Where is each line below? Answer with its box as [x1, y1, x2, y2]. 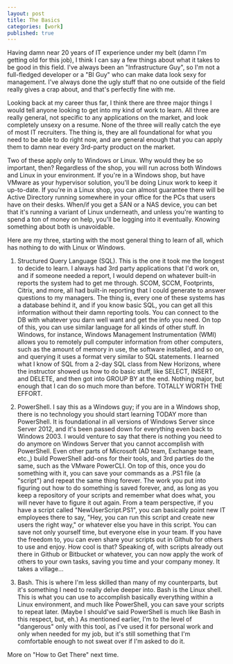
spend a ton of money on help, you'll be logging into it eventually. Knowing [7, 216, 221, 224]
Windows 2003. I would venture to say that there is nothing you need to [17, 433, 222, 441]
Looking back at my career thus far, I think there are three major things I [7, 98, 212, 107]
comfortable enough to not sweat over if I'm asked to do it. [17, 637, 185, 645]
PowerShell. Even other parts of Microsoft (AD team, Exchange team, [17, 447, 215, 455]
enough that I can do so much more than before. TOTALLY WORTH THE [17, 382, 223, 390]
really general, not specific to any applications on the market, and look [7, 114, 208, 122]
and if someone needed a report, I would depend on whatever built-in [17, 272, 216, 280]
